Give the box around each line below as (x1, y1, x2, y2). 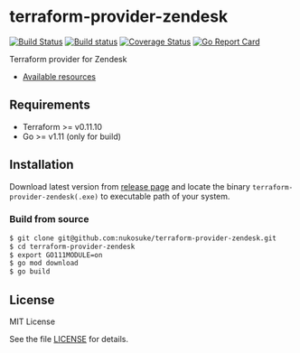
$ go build (9, 267, 51, 276)
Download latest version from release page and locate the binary (9, 181, 251, 191)
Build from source (9, 213, 89, 226)
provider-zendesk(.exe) (9, 192, 99, 201)
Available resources (22, 70, 97, 82)
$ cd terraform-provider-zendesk (9, 242, 136, 251)
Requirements (9, 98, 90, 113)
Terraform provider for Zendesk (9, 53, 127, 64)
